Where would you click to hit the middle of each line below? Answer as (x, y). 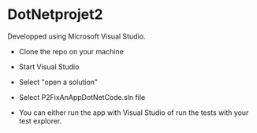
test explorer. (40, 120)
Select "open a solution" (58, 82)
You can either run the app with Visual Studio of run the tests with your (134, 113)
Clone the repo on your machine (71, 51)
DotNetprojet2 (55, 15)
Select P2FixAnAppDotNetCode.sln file (82, 97)
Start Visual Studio (49, 66)
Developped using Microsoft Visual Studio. (76, 36)
